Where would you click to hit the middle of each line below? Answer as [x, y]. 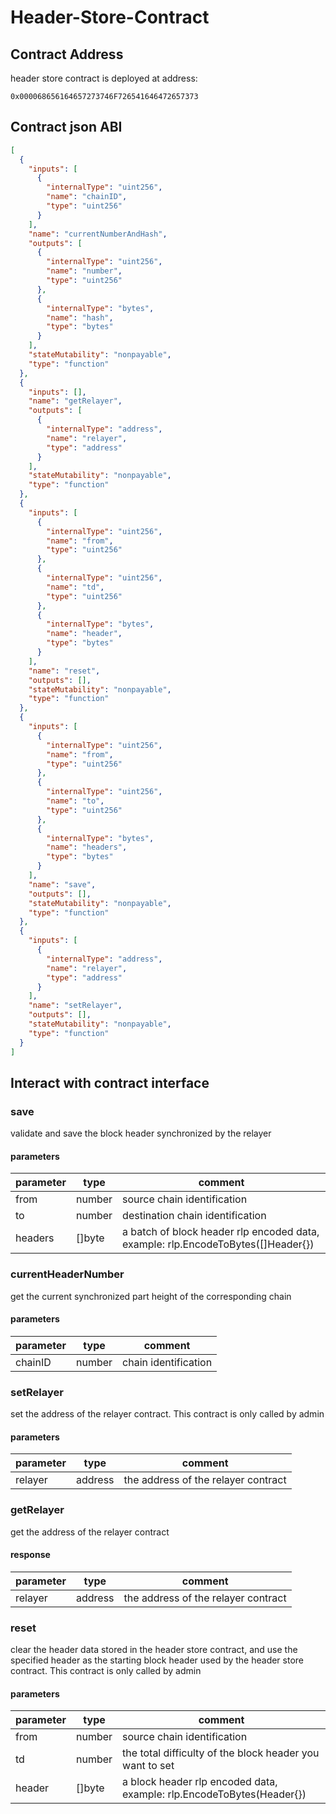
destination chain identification [194, 1216]
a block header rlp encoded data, [200, 1782]
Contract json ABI [66, 127]
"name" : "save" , [62, 884]
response [30, 1555]
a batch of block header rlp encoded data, [221, 1232]
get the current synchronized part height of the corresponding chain [151, 1296]
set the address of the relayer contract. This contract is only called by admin [167, 1414]
